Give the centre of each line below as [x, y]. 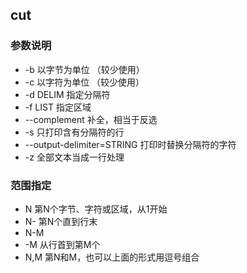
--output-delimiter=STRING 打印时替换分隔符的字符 [130, 144]
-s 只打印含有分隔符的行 [74, 132]
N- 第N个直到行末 [61, 221]
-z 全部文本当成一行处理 [74, 157]
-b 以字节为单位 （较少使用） [84, 69]
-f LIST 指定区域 [58, 107]
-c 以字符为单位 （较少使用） [84, 82]
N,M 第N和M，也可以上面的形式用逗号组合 [112, 257]
